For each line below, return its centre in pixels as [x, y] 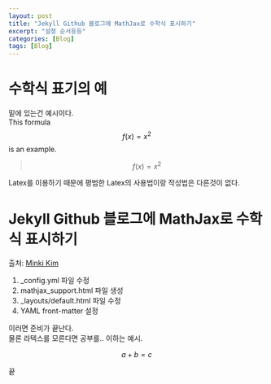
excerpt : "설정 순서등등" [47, 31]
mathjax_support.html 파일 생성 [72, 290]
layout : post [31, 16]
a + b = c [137, 355]
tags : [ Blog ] [31, 46]
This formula [30, 122]
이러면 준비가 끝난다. [41, 328]
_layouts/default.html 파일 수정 [70, 301]
